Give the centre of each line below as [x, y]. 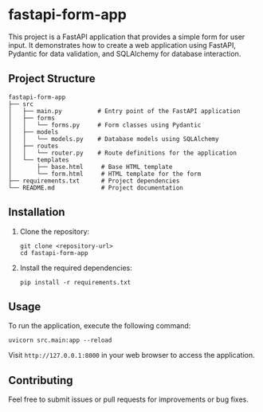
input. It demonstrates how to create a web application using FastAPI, [122, 45]
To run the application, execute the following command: [100, 326]
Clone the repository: [55, 231]
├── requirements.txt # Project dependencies [94, 181]
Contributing [41, 380]
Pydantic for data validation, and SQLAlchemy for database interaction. [125, 53]
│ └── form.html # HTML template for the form [105, 174]
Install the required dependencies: [76, 268]
